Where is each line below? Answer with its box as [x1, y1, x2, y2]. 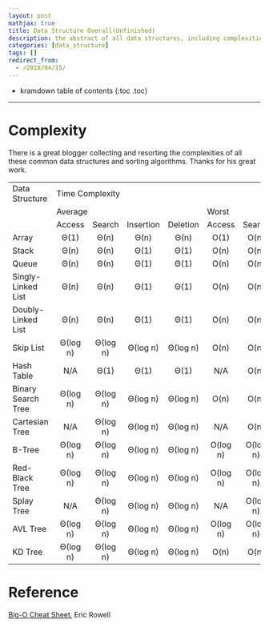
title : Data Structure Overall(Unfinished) [8, 26, 156, 34]
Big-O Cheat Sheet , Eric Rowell [8, 609, 110, 619]
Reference [8, 583, 78, 601]
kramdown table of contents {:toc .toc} [19, 86, 148, 95]
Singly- [12, 271, 42, 282]
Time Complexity [56, 187, 121, 199]
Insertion [126, 219, 160, 230]
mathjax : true [8, 19, 56, 27]
